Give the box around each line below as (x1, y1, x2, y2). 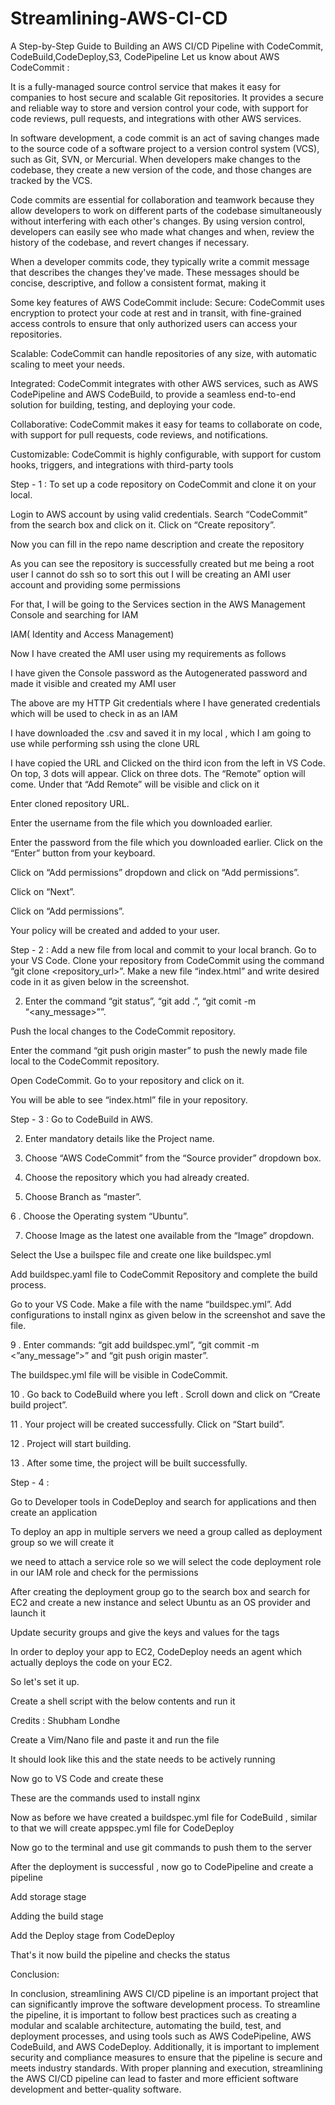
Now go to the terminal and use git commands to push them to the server (10, 1841, 313, 1853)
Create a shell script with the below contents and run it (10, 1695, 236, 1707)
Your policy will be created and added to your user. (10, 924, 220, 936)
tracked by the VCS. (10, 174, 93, 186)
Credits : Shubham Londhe (10, 1714, 121, 1726)
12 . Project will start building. (10, 1437, 132, 1449)
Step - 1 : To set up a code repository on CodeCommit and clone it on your (10, 478, 317, 490)
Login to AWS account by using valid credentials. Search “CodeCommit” (10, 508, 308, 520)
